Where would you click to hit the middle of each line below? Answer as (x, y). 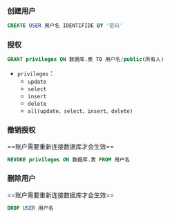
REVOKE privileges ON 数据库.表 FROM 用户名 (68, 160)
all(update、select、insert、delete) (80, 111)
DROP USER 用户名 (30, 208)
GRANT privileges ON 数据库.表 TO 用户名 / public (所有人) (86, 60)
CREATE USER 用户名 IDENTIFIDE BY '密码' (65, 26)
